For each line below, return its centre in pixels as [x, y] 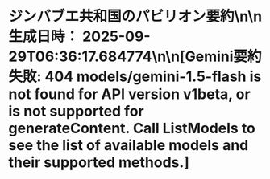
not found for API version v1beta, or [130, 94]
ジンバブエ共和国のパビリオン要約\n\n [135, 16]
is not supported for [76, 111]
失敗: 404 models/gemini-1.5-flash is [135, 77]
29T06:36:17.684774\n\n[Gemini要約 [135, 57]
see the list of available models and [129, 146]
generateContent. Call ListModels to [132, 128]
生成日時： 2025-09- [79, 37]
